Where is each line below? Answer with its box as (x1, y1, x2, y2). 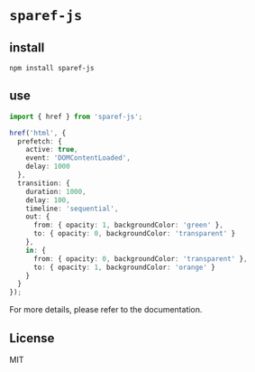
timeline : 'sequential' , (25, 204, 119, 213)
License (9, 330, 55, 346)
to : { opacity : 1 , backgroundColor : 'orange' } (32, 263, 216, 272)
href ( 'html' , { (9, 128, 67, 137)
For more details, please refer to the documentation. (9, 304, 203, 315)
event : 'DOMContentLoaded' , (25, 153, 131, 163)
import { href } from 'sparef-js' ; (9, 112, 143, 121)
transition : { (17, 179, 70, 188)
